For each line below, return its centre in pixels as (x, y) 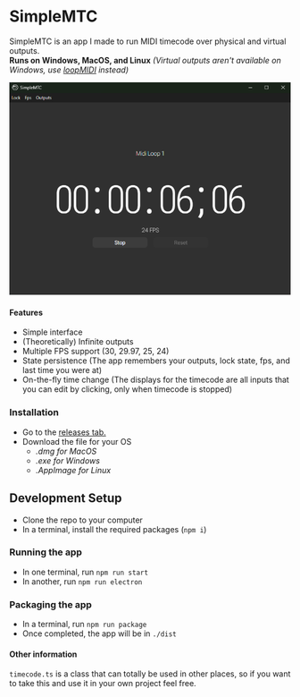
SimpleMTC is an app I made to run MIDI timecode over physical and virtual (148, 41)
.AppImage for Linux (73, 470)
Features (26, 312)
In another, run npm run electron (82, 581)
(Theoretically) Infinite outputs (78, 342)
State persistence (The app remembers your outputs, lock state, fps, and (156, 361)
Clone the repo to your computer (82, 520)
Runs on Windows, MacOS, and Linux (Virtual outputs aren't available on (145, 60)
